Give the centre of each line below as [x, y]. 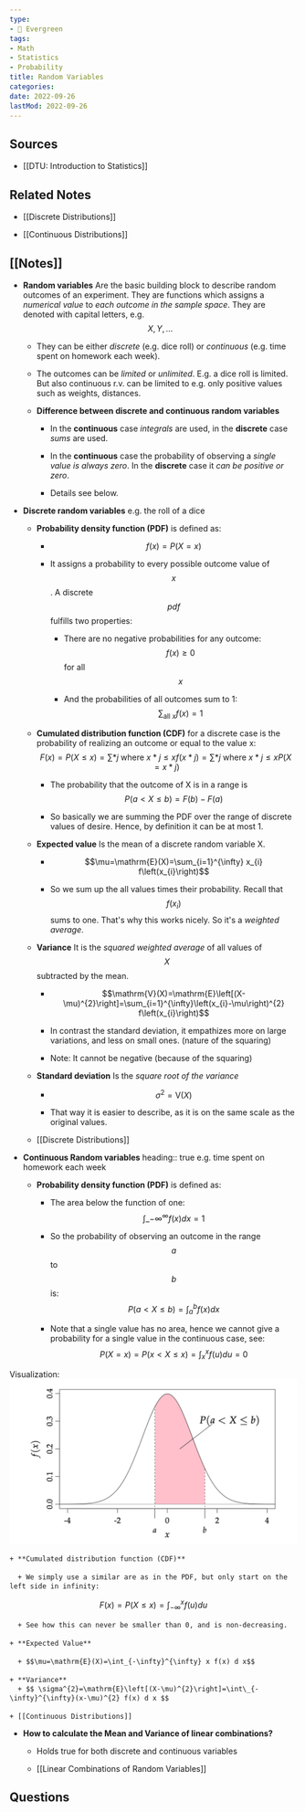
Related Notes [50, 195]
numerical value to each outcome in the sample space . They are [144, 304]
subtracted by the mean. [83, 975]
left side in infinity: [55, 1586]
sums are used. [79, 437]
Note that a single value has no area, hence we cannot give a [165, 1329]
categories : [32, 87]
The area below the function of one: [117, 1203]
